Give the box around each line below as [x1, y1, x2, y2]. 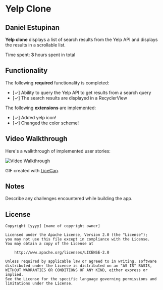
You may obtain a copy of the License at [5, 241, 94, 247]
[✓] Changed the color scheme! [12, 120, 79, 126]
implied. [5, 272, 24, 277]
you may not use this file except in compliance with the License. [5, 237, 150, 242]
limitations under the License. [5, 281, 73, 286]
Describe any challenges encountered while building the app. [5, 196, 133, 202]
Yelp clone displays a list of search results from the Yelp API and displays [5, 36, 158, 42]
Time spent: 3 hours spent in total [5, 52, 76, 58]
